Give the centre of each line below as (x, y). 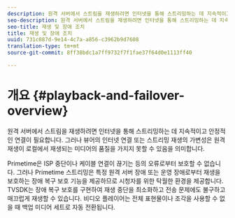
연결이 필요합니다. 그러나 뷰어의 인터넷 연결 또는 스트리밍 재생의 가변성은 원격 (120, 140)
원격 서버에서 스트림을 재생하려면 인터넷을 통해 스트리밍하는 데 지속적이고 (107, 131)
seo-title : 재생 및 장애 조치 (46, 27)
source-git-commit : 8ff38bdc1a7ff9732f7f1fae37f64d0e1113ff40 (100, 53)
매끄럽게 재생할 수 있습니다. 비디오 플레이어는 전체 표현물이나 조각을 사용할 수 (113, 198)
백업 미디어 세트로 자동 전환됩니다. (69, 207)
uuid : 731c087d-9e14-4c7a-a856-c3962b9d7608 (73, 40)
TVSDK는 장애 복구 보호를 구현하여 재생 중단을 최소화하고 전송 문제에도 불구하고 (116, 189)
